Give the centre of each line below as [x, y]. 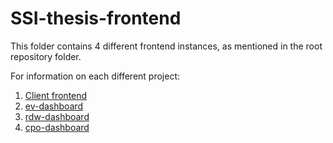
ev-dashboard [54, 106]
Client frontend [56, 95]
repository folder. [46, 56]
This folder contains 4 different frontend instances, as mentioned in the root [166, 46]
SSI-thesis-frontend [96, 18]
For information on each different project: [95, 76]
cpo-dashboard [57, 127]
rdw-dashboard [57, 116]
